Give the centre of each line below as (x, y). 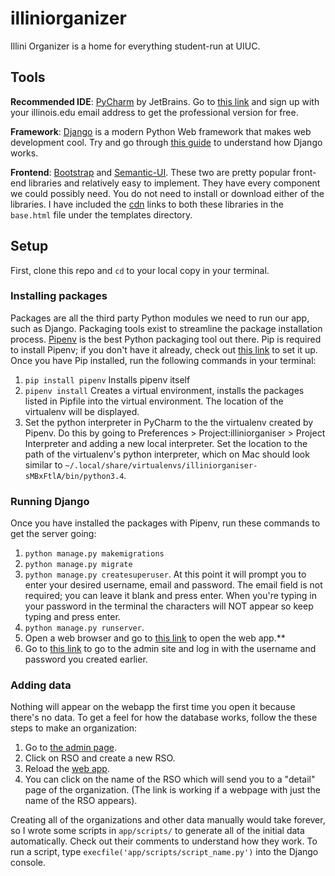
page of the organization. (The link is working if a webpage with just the (172, 790)
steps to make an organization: (74, 728)
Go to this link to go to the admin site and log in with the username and (170, 649)
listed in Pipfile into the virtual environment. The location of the (154, 401)
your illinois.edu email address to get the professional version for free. (154, 112)
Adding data (41, 685)
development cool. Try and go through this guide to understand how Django (166, 142)
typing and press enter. (72, 617)
